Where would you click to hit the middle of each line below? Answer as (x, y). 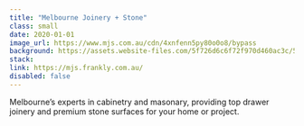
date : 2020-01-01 (42, 34)
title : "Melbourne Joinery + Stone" (78, 18)
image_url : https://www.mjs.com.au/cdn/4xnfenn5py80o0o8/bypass (133, 43)
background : (32, 51)
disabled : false (40, 76)
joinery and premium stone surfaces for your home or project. (124, 111)
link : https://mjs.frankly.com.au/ (76, 68)
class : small (34, 26)
